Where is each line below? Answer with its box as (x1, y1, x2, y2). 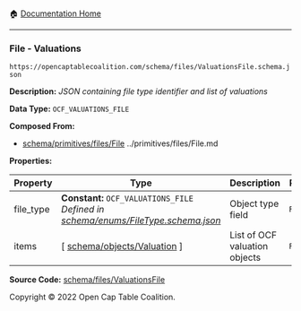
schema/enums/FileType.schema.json (61, 214, 221, 227)
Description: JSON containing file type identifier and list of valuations (9, 86, 269, 97)
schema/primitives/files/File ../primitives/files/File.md (21, 138, 219, 149)
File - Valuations (9, 42, 82, 55)
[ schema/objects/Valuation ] (61, 240, 184, 253)
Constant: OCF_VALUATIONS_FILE (61, 192, 194, 204)
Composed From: (9, 121, 75, 132)
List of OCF (229, 229, 278, 241)
